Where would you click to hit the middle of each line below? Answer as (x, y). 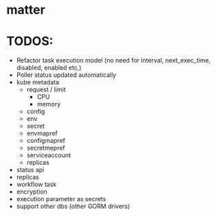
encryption (32, 192)
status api (30, 170)
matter (26, 10)
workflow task (36, 185)
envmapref (42, 133)
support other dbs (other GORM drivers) (73, 206)
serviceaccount (49, 155)
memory (49, 104)
